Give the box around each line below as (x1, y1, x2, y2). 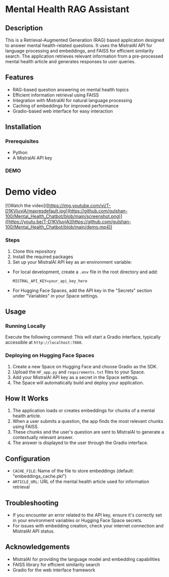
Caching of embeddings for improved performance (12, 103, 119, 109)
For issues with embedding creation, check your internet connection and (12, 523, 164, 529)
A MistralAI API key (12, 155, 52, 161)
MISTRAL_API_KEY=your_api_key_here (12, 278, 88, 283)
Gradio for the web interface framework (12, 567, 95, 573)
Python (12, 149, 28, 155)
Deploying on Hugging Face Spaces (5, 352, 95, 359)
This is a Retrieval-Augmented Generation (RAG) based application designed (5, 37, 164, 43)
